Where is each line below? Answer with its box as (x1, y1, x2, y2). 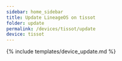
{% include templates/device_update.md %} (6, 48, 117, 55)
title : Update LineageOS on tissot (6, 14, 96, 21)
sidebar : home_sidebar (6, 8, 63, 15)
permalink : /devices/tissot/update (6, 25, 96, 32)
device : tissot (6, 31, 45, 37)
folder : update (6, 20, 45, 26)
